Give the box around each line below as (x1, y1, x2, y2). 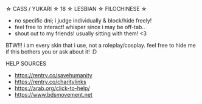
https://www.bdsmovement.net (14, 91, 92, 98)
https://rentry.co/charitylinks (14, 78, 86, 85)
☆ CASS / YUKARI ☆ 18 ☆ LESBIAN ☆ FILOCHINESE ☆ (5, 5, 147, 12)
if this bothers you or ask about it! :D (5, 48, 97, 55)
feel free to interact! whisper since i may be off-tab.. (14, 24, 145, 30)
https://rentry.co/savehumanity (14, 72, 92, 78)
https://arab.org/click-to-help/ (14, 85, 90, 92)
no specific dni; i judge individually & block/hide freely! (14, 17, 152, 24)
